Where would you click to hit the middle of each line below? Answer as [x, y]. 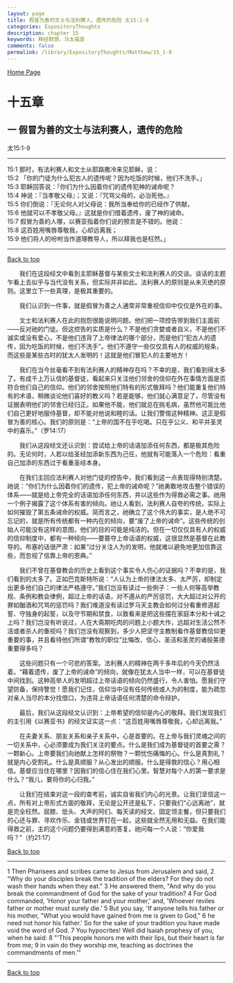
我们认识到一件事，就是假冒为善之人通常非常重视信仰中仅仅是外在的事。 [123, 305]
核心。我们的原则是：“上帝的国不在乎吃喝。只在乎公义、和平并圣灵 [127, 421]
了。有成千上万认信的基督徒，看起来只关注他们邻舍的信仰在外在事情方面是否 [116, 378]
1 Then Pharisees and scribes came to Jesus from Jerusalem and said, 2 [111, 871]
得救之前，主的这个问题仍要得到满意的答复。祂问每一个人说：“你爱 [103, 829]
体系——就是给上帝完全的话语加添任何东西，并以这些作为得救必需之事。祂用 [116, 494]
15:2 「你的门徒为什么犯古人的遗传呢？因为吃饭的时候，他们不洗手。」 [106, 178]
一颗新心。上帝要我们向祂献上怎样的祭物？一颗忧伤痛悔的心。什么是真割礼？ [116, 753]
